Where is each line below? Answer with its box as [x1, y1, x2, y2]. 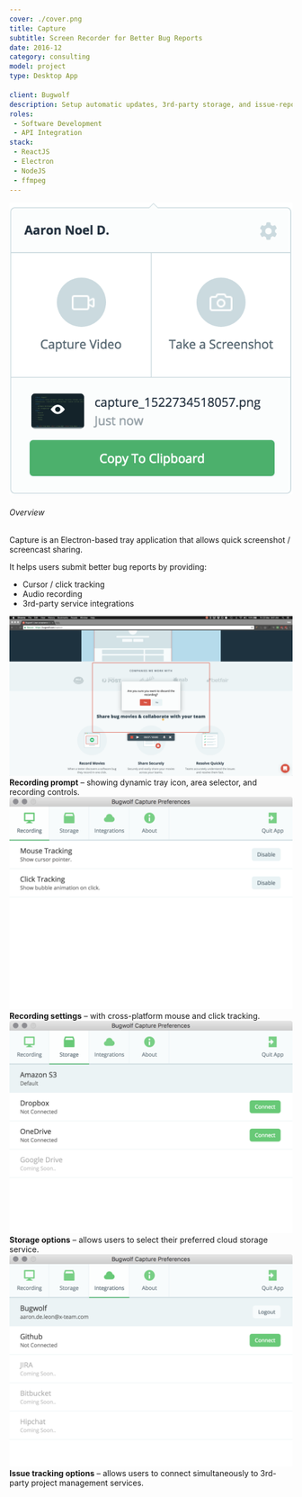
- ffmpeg [13, 176, 47, 185]
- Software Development [13, 119, 102, 128]
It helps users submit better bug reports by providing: [9, 562, 207, 573]
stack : [9, 138, 34, 148]
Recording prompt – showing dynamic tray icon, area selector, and [9, 777, 258, 788]
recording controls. [9, 786, 80, 797]
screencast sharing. [9, 545, 84, 555]
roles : [9, 109, 34, 119]
